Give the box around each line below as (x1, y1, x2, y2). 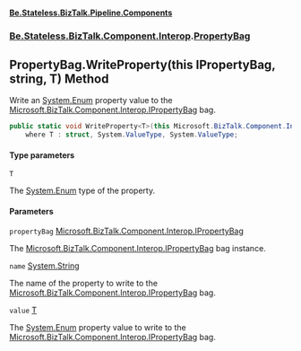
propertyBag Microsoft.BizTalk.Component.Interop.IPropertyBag (9, 225, 245, 237)
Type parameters (9, 149, 75, 161)
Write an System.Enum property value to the (9, 95, 173, 106)
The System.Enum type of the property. (9, 185, 155, 197)
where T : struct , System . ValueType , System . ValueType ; (25, 130, 239, 139)
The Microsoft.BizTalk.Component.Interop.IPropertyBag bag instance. (9, 243, 266, 254)
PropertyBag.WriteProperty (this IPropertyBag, (9, 57, 276, 72)
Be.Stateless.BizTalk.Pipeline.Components (9, 7, 173, 18)
